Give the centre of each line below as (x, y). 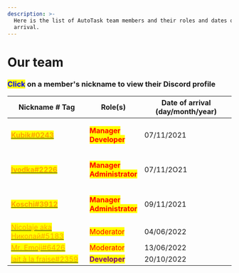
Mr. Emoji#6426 (38, 247)
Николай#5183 (37, 236)
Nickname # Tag (47, 107)
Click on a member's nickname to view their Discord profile (111, 84)
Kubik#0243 (33, 135)
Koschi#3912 (34, 204)
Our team (36, 62)
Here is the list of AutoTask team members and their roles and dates (121, 21)
